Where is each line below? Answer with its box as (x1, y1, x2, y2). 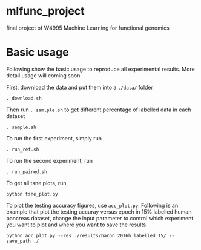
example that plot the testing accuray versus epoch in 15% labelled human (6, 208, 192, 215)
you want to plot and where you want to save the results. (6, 221, 148, 228)
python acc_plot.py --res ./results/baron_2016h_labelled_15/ (6, 232, 166, 238)
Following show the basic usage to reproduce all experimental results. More (6, 65, 195, 73)
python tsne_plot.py (6, 191, 59, 197)
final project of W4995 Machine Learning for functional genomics (6, 24, 170, 31)
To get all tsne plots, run (6, 179, 67, 186)
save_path (6, 238, 31, 244)
